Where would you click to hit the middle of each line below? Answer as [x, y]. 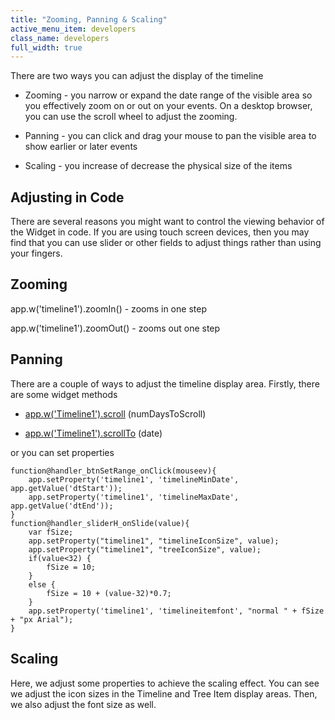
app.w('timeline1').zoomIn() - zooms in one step [108, 308]
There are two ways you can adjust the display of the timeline [137, 76]
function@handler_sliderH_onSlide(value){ [100, 523]
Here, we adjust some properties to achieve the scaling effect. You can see [165, 683]
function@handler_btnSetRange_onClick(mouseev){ [113, 471]
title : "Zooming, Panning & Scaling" [89, 19]
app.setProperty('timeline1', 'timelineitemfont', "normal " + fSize [176, 611]
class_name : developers [60, 38]
